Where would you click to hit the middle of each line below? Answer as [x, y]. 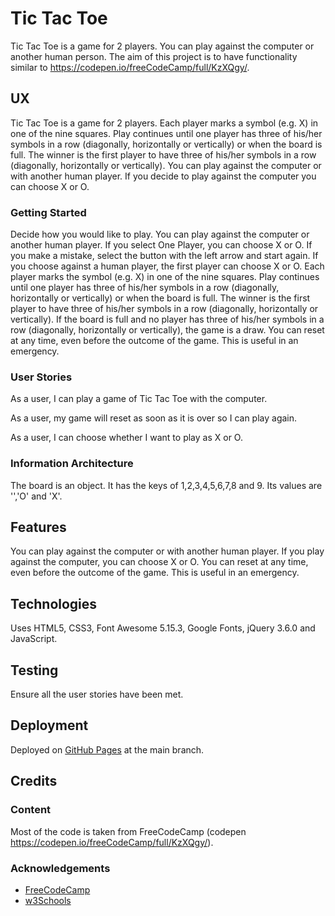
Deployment [49, 725]
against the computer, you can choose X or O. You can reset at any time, [159, 562]
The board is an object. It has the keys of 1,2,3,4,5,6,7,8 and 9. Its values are [166, 485]
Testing [34, 670]
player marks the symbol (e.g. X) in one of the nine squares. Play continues [165, 277]
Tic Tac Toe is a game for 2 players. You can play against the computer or [162, 46]
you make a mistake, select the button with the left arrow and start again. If [164, 256]
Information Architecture [72, 464]
